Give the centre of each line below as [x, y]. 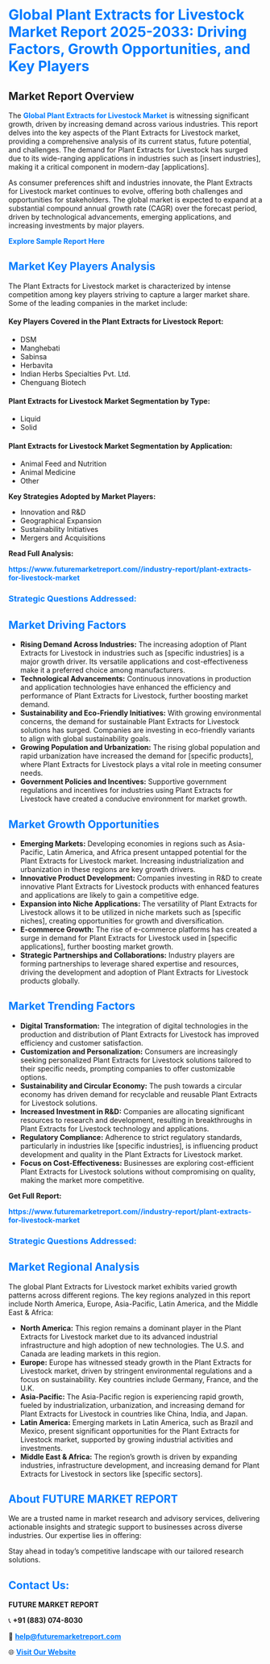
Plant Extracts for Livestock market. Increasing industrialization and [132, 861]
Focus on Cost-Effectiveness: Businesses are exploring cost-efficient [137, 1163]
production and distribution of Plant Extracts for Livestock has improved [139, 1034]
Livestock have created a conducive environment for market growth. [133, 799]
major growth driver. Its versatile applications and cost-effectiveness [134, 662]
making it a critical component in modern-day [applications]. [109, 167]
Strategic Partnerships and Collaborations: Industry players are [127, 955]
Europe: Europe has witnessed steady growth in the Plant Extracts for [136, 1362]
